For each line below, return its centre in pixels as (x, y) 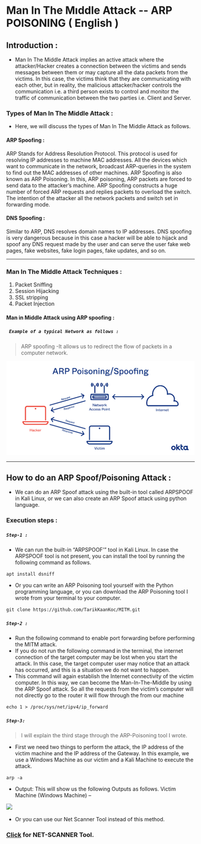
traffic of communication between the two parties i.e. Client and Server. (103, 98)
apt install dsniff (31, 574)
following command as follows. (53, 562)
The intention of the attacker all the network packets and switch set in (92, 198)
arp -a (14, 778)
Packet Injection (35, 304)
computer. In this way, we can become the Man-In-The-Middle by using (103, 682)
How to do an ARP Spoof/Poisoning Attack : (89, 478)
